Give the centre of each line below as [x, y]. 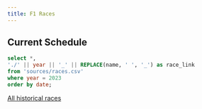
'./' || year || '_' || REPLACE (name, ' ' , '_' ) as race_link [101, 65]
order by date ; [30, 84]
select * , [22, 58]
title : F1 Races [31, 14]
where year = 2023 [34, 78]
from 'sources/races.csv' [45, 72]
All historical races [34, 98]
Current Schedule [47, 43]
